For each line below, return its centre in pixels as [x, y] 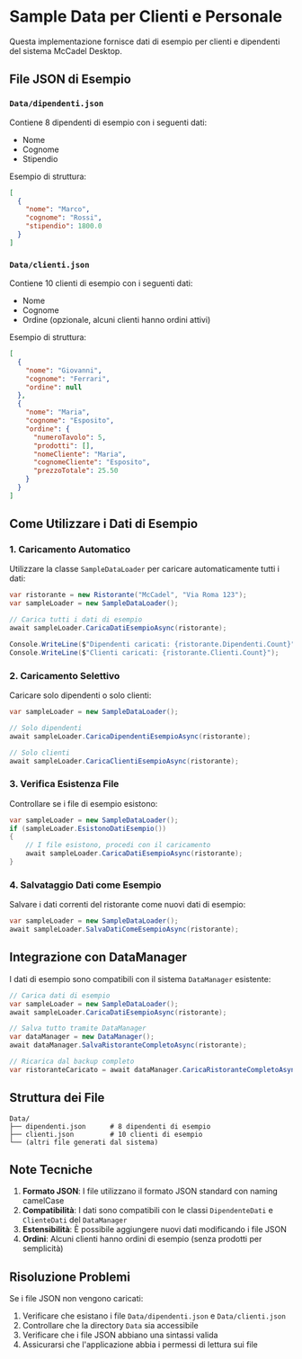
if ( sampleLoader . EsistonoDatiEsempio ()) [88, 828]
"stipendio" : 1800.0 [64, 227]
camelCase [43, 1201]
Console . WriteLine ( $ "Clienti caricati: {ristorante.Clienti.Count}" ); [144, 653]
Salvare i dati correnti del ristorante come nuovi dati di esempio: [128, 905]
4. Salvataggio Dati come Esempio [85, 885]
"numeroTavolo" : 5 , [69, 437]
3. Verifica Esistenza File [64, 784]
